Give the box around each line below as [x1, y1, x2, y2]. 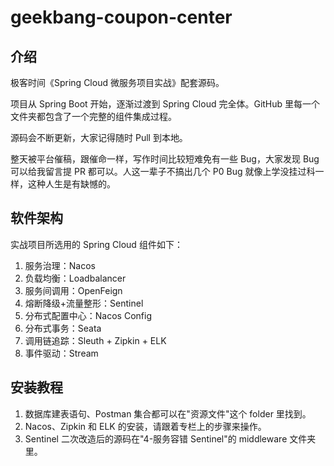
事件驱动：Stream [24, 347, 99, 359]
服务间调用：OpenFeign [24, 284, 123, 296]
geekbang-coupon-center [10, 6, 233, 29]
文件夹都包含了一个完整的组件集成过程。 [10, 111, 177, 122]
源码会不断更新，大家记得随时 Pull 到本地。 [10, 132, 188, 143]
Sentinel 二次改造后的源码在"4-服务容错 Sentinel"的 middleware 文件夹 [24, 432, 317, 445]
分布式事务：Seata [24, 322, 102, 334]
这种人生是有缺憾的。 [27, 178, 116, 190]
